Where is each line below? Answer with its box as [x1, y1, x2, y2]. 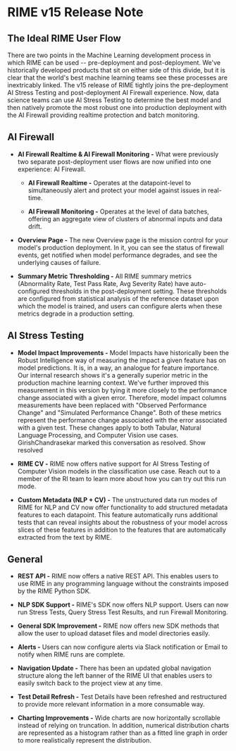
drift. [27, 222, 42, 230]
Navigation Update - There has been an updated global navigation [17, 664, 211, 673]
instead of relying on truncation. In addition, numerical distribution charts [17, 721, 230, 730]
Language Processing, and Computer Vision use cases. [17, 430, 179, 439]
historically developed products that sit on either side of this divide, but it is [7, 66, 225, 74]
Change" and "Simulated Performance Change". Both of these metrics [17, 408, 222, 416]
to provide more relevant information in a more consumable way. [17, 700, 206, 709]
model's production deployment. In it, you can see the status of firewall [17, 243, 224, 252]
